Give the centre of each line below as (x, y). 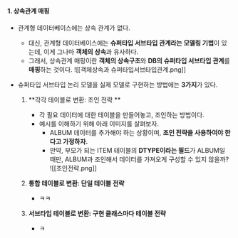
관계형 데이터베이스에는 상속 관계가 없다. (74, 28)
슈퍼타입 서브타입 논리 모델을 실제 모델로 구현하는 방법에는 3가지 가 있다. (118, 85)
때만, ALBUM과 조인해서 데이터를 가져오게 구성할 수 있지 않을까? (139, 159)
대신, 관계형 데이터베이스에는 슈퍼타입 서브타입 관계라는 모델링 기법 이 (124, 43)
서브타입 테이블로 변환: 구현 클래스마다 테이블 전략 (97, 214)
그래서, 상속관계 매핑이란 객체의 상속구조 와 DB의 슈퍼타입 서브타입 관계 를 (129, 61)
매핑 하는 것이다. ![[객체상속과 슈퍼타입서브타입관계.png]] (107, 70)
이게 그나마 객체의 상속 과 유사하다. (91, 52)
